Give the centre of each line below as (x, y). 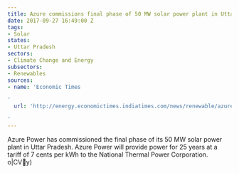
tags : (15, 27)
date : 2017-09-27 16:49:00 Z (51, 21)
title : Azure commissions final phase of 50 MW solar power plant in (113, 14)
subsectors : (25, 67)
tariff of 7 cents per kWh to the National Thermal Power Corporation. (108, 154)
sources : (20, 80)
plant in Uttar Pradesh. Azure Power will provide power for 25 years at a (113, 147)
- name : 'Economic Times (44, 87)
